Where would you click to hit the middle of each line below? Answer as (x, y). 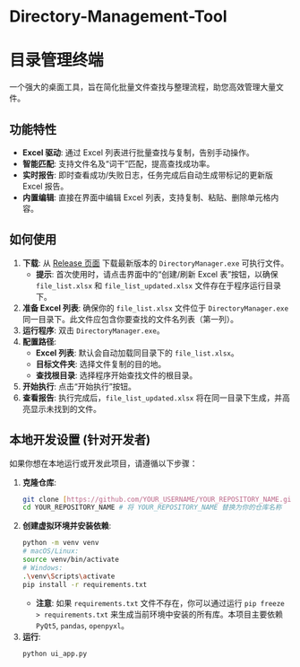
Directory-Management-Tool (118, 17)
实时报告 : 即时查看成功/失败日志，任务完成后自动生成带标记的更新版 (147, 175)
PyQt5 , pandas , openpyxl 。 (82, 625)
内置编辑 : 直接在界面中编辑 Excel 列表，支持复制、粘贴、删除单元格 (146, 197)
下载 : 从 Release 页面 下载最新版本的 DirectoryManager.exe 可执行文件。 (155, 263)
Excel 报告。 (45, 186)
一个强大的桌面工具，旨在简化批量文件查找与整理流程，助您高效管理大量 (142, 87)
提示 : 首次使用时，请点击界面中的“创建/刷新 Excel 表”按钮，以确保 (157, 274)
